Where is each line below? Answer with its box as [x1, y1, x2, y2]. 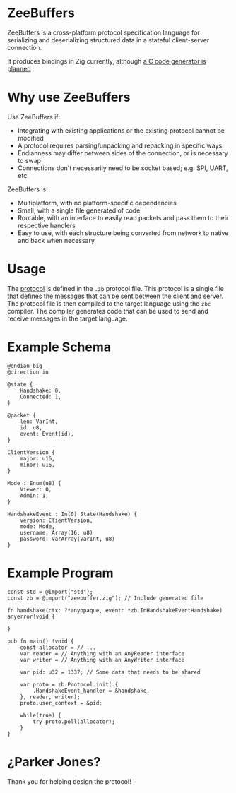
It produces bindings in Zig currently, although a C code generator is [7, 56, 206, 65]
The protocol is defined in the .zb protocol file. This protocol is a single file [7, 284, 224, 292]
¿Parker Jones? [7, 753, 101, 770]
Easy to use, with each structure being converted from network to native [17, 228, 229, 237]
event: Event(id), [20, 430, 74, 437]
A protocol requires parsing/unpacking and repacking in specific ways [17, 141, 223, 150]
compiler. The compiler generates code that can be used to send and [7, 306, 208, 315]
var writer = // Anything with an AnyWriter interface [20, 656, 185, 663]
